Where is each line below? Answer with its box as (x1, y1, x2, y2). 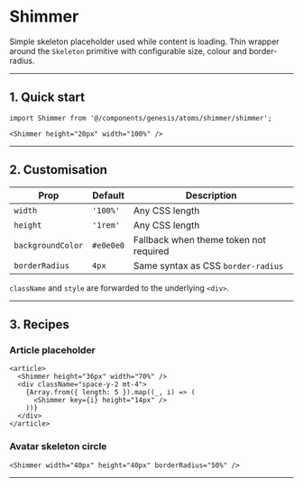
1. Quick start (9, 90, 86, 105)
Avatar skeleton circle (9, 440, 107, 453)
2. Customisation (9, 162, 108, 177)
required (133, 245, 170, 257)
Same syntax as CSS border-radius (133, 259, 284, 272)
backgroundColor (14, 240, 84, 250)
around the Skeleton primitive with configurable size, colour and (9, 45, 247, 56)
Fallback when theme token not (133, 233, 266, 246)
